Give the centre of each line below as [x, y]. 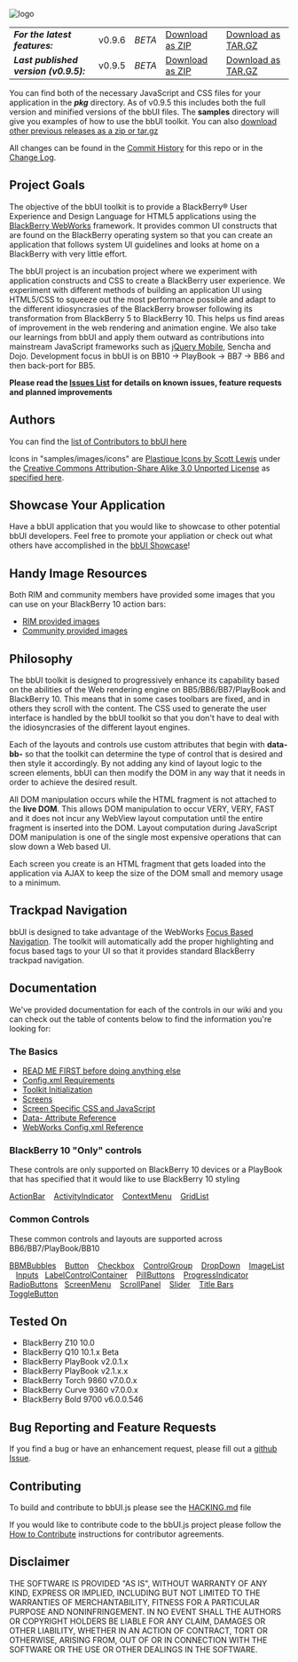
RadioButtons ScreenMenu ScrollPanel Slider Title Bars [122, 1284]
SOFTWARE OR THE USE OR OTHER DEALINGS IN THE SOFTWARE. [133, 1649]
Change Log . [33, 157]
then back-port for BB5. [52, 365]
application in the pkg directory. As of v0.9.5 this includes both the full [137, 103]
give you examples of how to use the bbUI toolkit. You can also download [143, 121]
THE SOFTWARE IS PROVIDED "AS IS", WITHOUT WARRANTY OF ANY [138, 1583]
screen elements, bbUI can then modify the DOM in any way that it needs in [147, 773]
